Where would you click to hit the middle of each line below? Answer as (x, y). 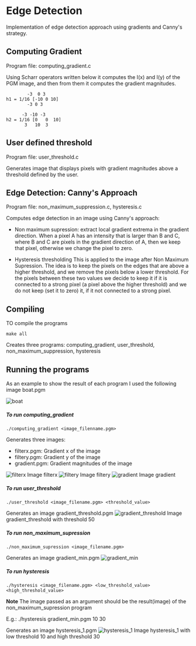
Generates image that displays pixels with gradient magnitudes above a (92, 168)
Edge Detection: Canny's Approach (72, 192)
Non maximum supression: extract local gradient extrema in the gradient (102, 230)
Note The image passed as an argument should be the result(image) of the (96, 601)
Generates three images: (36, 439)
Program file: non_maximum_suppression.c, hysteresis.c (74, 207)
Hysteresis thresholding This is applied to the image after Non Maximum (102, 259)
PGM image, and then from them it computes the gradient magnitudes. (91, 83)
